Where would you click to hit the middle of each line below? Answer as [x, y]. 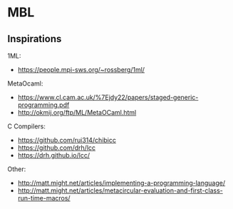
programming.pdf [43, 105]
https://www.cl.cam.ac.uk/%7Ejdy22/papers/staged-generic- [108, 97]
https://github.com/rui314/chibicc [67, 140]
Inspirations [35, 39]
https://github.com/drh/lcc [57, 148]
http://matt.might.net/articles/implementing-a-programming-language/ [121, 183]
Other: [17, 169]
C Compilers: [27, 126]
